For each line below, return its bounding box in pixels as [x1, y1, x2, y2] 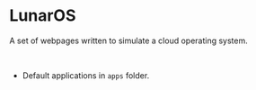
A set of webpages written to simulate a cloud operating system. [9, 35, 249, 46]
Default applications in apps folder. [22, 69, 150, 81]
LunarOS [9, 5, 76, 26]
